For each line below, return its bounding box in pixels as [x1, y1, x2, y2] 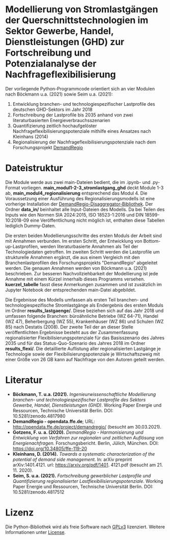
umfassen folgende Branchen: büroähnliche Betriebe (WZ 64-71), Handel [5, 313, 159, 319]
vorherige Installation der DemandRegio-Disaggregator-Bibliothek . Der [5, 201, 153, 207]
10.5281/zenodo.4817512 [12, 489, 65, 495]
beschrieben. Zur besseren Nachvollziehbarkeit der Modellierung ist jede [5, 270, 159, 276]
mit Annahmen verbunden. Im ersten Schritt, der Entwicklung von [5, 238, 143, 244]
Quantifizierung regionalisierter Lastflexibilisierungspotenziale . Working [12, 478, 163, 484]
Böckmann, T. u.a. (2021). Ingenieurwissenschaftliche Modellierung [12, 391, 156, 397]
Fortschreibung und [5, 47, 91, 59]
